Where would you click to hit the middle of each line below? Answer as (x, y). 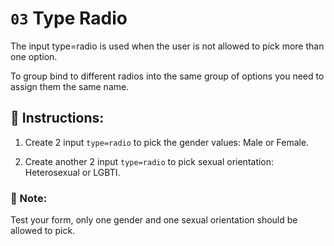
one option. (34, 56)
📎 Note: (29, 198)
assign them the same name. (70, 86)
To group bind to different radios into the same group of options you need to (167, 76)
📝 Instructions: (57, 118)
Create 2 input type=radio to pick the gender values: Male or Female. (167, 142)
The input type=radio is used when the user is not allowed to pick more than (167, 46)
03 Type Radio (69, 18)
